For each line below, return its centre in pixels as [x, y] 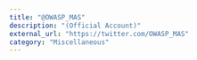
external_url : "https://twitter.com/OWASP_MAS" [99, 34]
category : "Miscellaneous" [59, 42]
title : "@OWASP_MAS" [48, 17]
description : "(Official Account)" [75, 26]
